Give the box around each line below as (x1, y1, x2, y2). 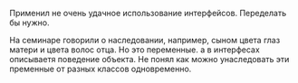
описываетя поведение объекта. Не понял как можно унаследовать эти (9, 54, 290, 64)
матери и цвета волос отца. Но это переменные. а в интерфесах (9, 44, 260, 55)
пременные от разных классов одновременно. (9, 63, 192, 74)
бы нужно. (9, 17, 50, 28)
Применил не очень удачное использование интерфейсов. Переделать (9, 8, 287, 18)
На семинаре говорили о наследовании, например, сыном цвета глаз (9, 35, 281, 45)
